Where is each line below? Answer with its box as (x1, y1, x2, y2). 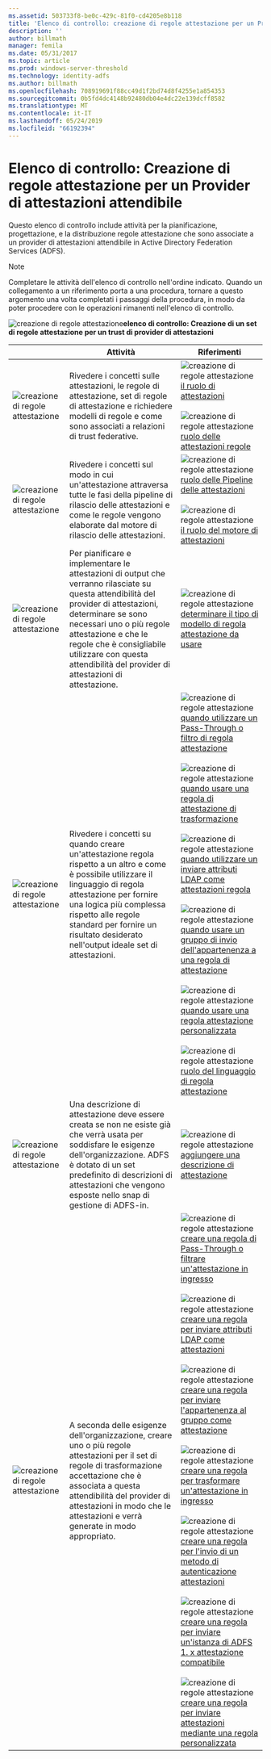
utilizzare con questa (69, 648, 148, 660)
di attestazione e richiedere (69, 400, 173, 412)
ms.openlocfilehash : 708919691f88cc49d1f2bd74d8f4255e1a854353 (8, 86, 226, 95)
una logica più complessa (69, 898, 166, 910)
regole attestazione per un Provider (8, 176, 251, 195)
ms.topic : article (8, 57, 70, 65)
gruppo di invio (180, 934, 238, 945)
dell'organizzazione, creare (69, 1430, 173, 1441)
